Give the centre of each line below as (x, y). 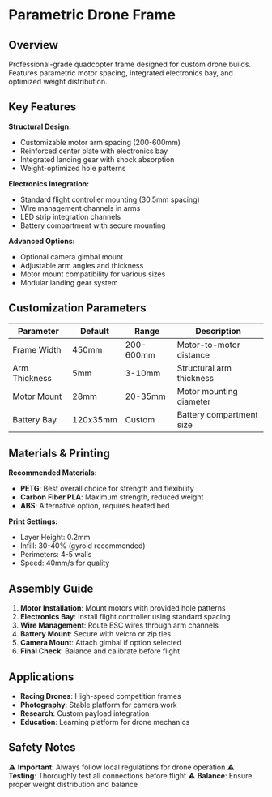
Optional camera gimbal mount (72, 256)
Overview (34, 45)
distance (193, 354)
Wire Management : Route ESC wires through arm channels (119, 625)
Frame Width (37, 349)
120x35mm (95, 419)
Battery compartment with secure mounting (93, 225)
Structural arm (204, 368)
